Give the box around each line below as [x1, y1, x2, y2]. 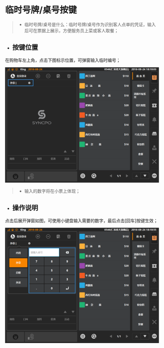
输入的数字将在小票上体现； [24, 188, 81, 194]
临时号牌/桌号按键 [5, 4, 77, 16]
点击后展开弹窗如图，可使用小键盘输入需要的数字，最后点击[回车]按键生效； [5, 218, 158, 224]
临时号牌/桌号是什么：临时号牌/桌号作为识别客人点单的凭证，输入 [24, 21, 156, 27]
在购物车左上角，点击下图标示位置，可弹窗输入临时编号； [5, 57, 121, 63]
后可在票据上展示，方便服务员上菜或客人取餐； [24, 27, 119, 33]
